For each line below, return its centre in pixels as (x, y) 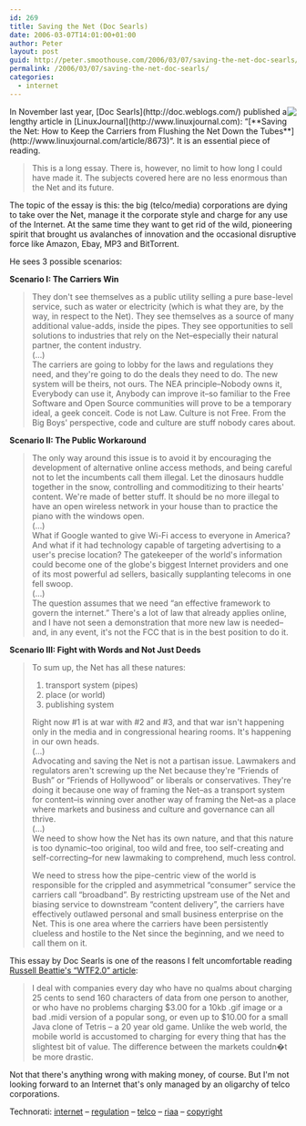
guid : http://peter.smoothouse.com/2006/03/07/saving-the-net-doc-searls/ (154, 60)
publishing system (80, 704)
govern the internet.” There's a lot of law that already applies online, (159, 612)
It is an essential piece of (224, 140)
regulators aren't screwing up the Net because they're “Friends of (155, 770)
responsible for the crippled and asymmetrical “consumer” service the (163, 885)
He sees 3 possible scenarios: (66, 261)
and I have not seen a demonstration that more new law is (140, 622)
